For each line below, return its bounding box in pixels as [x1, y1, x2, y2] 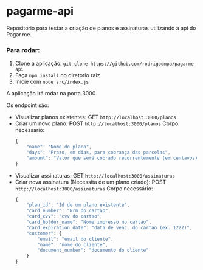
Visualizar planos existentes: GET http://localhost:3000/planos [15, 114, 177, 121]
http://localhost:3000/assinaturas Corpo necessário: [15, 184, 153, 192]
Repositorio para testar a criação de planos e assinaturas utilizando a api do [6, 24, 196, 32]
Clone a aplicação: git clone [15, 60, 88, 67]
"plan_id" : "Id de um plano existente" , [26, 202, 130, 208]
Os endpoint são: [6, 102, 49, 109]
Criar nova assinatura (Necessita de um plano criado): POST [15, 178, 167, 185]
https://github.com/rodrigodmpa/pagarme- [90, 61, 197, 67]
